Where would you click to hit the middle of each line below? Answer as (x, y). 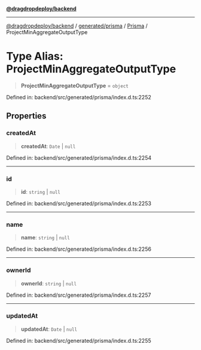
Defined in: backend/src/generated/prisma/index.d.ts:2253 (79, 203)
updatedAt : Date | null (49, 329)
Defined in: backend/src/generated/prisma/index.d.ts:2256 (79, 249)
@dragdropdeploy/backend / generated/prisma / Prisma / (77, 26)
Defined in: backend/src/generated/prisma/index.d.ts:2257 (79, 295)
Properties (26, 116)
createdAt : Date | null (48, 146)
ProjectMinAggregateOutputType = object (74, 86)
